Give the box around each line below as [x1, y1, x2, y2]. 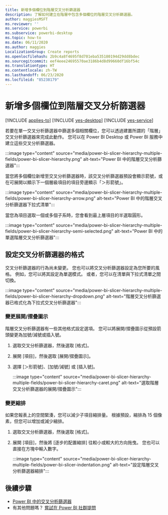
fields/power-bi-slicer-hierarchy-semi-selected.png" [5, 228, 113, 234]
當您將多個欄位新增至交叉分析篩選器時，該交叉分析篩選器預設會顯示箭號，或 [5, 173, 163, 179]
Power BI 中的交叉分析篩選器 [12, 498, 72, 504]
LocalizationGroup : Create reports [5, 49, 79, 54]
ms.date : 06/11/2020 [5, 40, 48, 45]
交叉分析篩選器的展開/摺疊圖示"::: [12, 386, 81, 392]
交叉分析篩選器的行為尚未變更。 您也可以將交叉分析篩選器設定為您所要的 [5, 265, 155, 271]
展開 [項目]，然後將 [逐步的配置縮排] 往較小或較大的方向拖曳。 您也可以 [12, 439, 160, 446]
